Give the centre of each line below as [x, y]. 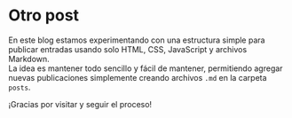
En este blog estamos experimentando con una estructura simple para [137, 40]
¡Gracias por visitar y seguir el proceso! [80, 104]
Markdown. [29, 59]
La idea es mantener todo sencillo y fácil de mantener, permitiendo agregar [146, 68]
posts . [20, 87]
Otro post [44, 16]
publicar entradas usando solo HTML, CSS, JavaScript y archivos [128, 49]
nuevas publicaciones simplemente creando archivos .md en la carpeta [138, 77]
